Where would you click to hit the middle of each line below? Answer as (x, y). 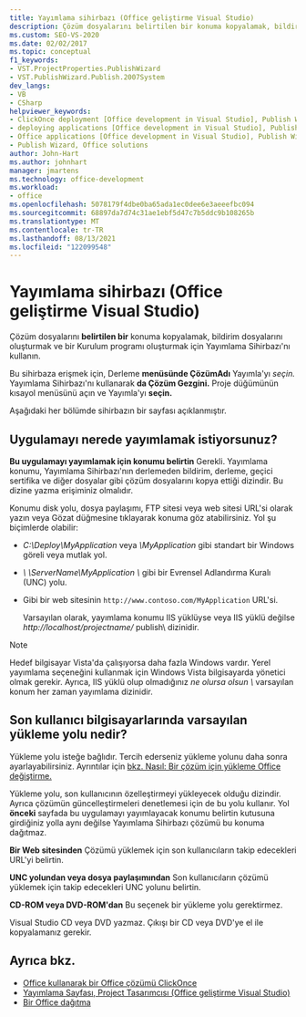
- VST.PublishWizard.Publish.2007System (87, 78)
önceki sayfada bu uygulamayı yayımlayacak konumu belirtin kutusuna (142, 813)
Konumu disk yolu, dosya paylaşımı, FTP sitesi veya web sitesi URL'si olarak (151, 508)
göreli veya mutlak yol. (65, 555)
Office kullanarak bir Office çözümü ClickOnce (110, 982)
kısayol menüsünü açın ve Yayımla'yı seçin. (91, 393)
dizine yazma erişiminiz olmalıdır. (71, 490)
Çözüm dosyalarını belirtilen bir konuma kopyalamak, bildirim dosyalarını (146, 337)
